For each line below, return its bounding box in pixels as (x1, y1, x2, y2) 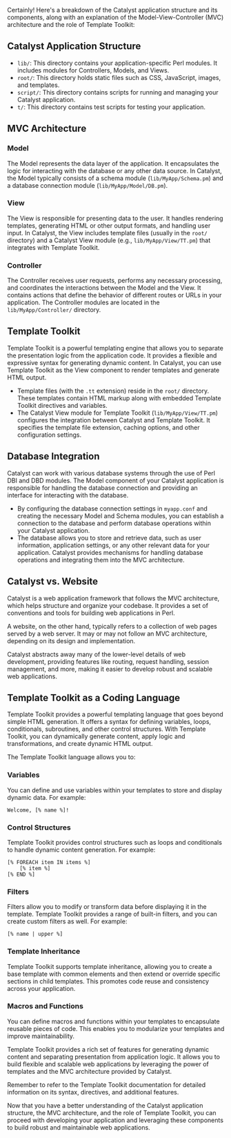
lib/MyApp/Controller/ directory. (7, 306, 101, 314)
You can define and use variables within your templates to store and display (7, 786, 223, 794)
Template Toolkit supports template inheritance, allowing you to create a (7, 962, 212, 970)
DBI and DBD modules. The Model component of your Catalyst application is (7, 476, 224, 484)
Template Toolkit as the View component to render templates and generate (7, 366, 220, 374)
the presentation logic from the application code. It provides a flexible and (7, 351, 217, 360)
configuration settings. (17, 431, 81, 439)
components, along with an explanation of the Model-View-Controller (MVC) (7, 13, 224, 21)
